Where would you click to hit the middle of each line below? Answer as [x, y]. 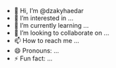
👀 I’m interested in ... [44, 18]
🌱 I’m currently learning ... [51, 25]
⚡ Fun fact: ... [33, 58]
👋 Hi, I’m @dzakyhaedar [49, 11]
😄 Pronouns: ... [37, 51]
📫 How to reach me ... [46, 41]
